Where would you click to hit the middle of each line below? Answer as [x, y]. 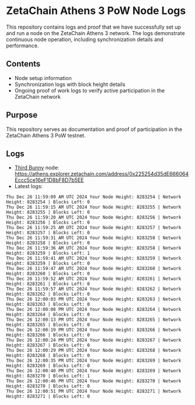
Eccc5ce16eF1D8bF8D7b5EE [49, 180]
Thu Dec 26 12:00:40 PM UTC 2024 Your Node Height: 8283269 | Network [94, 371]
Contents [23, 64]
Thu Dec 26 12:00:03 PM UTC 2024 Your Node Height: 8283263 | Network [94, 299]
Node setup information [43, 78]
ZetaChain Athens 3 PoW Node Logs [96, 11]
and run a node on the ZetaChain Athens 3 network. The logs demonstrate [95, 33]
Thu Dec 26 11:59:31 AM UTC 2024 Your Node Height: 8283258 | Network [94, 238]
